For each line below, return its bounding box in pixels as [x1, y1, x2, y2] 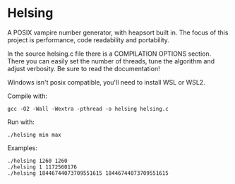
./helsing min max [7, 131, 61, 138]
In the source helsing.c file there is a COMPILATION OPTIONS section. [7, 49, 212, 58]
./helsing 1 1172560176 [7, 164, 78, 171]
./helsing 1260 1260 [7, 157, 68, 164]
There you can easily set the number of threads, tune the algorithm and [7, 56, 215, 65]
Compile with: [7, 92, 48, 100]
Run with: [7, 118, 35, 126]
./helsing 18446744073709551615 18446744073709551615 [7, 169, 169, 177]
